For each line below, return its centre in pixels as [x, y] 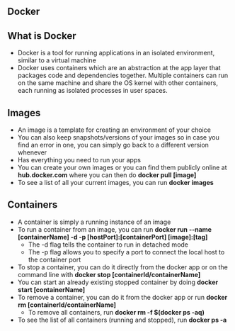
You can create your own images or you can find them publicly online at [122, 168]
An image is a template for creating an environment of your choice [114, 130]
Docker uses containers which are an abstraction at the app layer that [119, 68]
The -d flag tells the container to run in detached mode [108, 245]
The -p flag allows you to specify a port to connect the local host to [126, 252]
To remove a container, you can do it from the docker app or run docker [122, 297]
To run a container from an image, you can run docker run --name [115, 229]
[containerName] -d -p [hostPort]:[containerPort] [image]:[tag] [113, 237]
